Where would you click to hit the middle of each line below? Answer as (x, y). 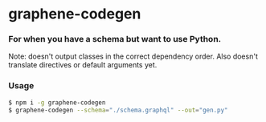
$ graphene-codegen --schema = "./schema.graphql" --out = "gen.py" (118, 110)
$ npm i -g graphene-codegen (57, 102)
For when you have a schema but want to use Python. (115, 39)
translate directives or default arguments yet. (83, 65)
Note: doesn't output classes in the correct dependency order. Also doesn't (133, 56)
